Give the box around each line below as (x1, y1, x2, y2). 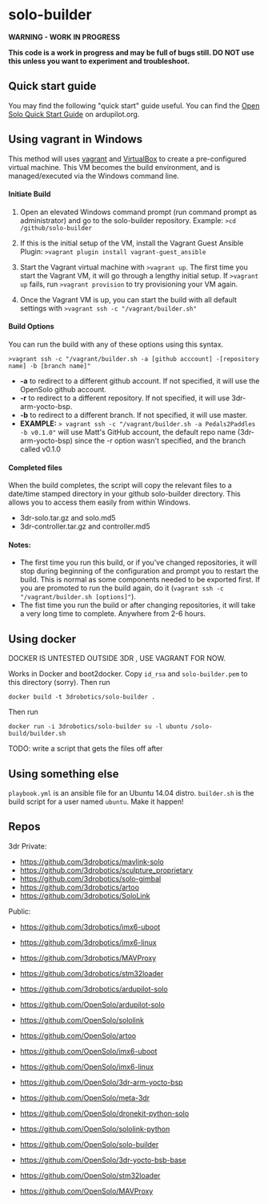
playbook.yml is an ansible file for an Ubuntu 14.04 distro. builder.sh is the (8, 788, 254, 797)
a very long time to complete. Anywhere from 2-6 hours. (19, 609, 206, 618)
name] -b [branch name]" (8, 362, 91, 370)
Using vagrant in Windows (8, 132, 142, 146)
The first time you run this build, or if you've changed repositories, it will (19, 557, 258, 567)
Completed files (8, 463, 62, 472)
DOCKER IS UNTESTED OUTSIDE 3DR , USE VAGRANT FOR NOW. (8, 654, 226, 663)
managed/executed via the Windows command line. (8, 171, 180, 180)
